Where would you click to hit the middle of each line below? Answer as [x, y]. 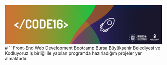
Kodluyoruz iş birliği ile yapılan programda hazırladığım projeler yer [74, 53]
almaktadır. [16, 58]
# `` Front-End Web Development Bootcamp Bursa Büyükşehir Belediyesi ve [83, 48]
